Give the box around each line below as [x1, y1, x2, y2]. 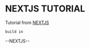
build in [5, 29, 23, 34]
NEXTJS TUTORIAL [5, 3, 86, 14]
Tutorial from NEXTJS [5, 19, 49, 25]
